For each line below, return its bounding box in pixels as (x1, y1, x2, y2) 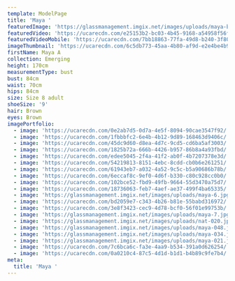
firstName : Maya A (7, 50, 61, 56)
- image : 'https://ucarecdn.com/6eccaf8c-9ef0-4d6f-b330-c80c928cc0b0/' (13, 172, 230, 179)
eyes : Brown (7, 114, 42, 121)
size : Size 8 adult (7, 95, 64, 102)
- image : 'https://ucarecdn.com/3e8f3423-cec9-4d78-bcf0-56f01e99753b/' (13, 205, 230, 212)
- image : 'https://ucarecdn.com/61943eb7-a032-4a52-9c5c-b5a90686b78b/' (13, 165, 230, 173)
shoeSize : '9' (7, 101, 49, 108)
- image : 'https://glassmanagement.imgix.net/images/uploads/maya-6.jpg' (13, 192, 233, 199)
